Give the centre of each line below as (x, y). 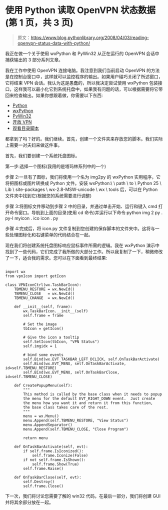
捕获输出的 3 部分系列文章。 (34, 59)
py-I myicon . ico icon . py (32, 218)
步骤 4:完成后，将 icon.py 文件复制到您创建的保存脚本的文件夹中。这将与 (80, 228)
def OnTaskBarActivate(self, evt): (51, 446)
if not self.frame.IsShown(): (54, 460)
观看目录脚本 (25, 128)
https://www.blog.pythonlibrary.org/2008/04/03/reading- (90, 37)
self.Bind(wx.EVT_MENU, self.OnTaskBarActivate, (75, 363)
